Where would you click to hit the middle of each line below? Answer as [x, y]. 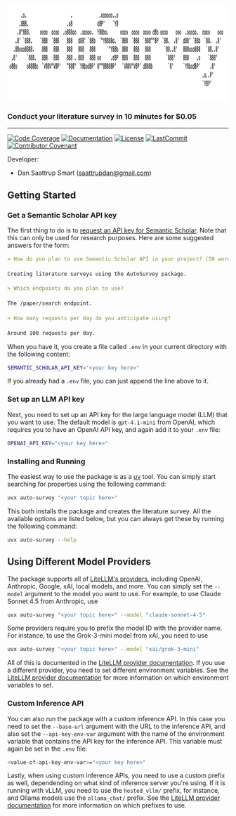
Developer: [23, 159]
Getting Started [42, 195]
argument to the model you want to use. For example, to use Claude [123, 593]
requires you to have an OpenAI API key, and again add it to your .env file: [114, 429]
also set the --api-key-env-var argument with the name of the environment [116, 733]
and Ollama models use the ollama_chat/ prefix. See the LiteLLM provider [114, 798]
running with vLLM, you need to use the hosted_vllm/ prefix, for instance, [113, 791]
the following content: [39, 354]
